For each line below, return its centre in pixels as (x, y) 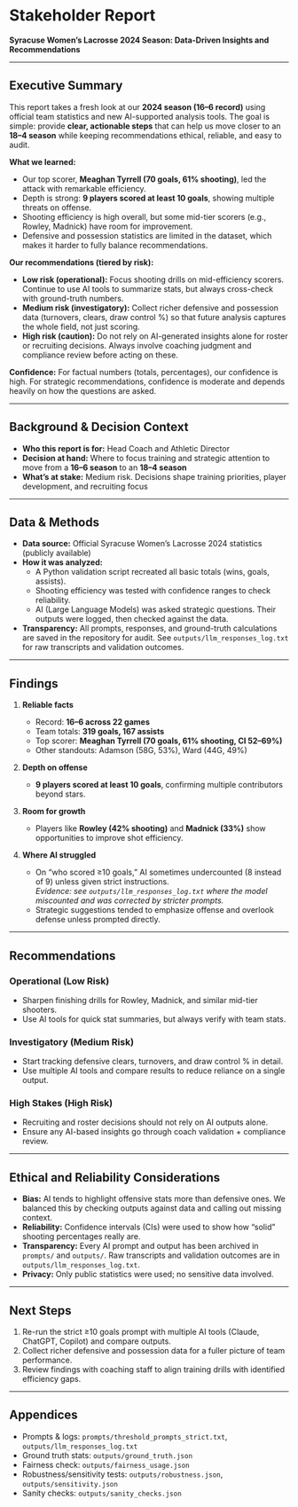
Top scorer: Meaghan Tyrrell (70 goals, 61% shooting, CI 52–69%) (159, 741)
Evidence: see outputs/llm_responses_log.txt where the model (151, 891)
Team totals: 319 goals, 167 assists (100, 732)
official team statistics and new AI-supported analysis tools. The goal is (140, 116)
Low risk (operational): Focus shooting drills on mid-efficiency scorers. (153, 279)
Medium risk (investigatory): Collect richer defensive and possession (150, 308)
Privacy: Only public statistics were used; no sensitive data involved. (148, 1275)
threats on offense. (57, 207)
